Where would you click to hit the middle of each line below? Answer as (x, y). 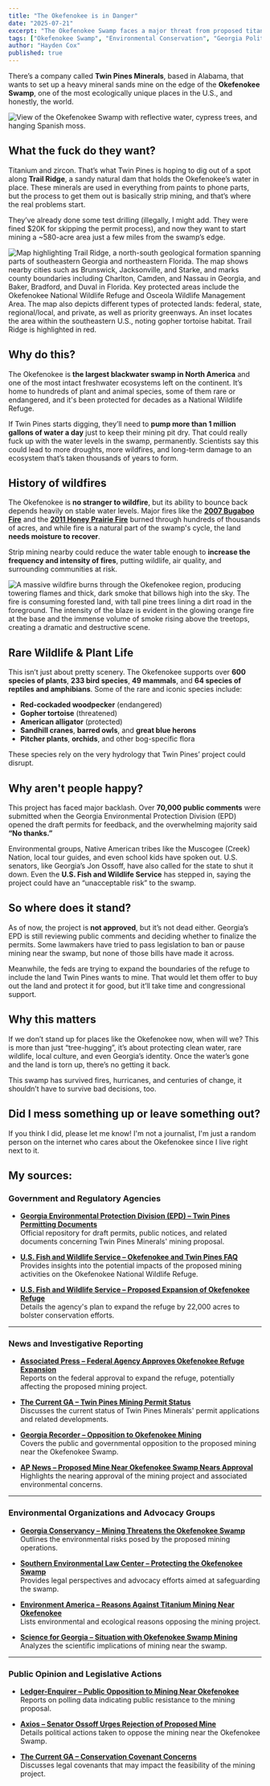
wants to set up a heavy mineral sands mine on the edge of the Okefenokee (134, 84)
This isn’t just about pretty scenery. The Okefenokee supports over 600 (127, 672)
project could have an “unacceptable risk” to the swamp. (102, 883)
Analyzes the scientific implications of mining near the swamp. (123, 1645)
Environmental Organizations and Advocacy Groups (112, 1513)
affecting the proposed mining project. (84, 1387)
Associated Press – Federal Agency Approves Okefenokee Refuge (132, 1361)
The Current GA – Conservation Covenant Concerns (108, 1757)
